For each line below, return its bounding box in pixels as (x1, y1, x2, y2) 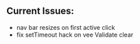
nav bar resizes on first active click (16, 23, 115, 31)
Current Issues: (6, 5, 75, 17)
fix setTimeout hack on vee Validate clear (16, 30, 134, 39)
